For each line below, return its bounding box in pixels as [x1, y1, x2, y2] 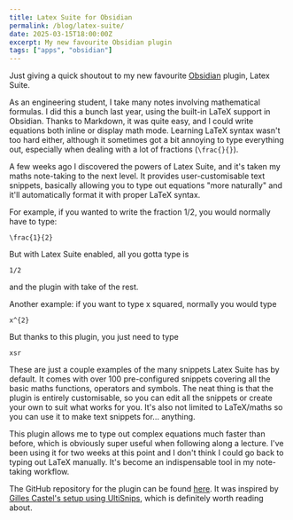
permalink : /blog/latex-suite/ [9, 21, 125, 30]
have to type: [9, 217, 58, 227]
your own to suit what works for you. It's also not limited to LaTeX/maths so [9, 402, 283, 413]
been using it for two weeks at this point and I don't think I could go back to [9, 447, 284, 458]
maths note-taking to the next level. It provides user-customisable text [9, 170, 266, 182]
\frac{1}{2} [9, 233, 53, 242]
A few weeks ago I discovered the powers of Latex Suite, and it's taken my [9, 162, 281, 172]
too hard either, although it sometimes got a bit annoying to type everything [9, 135, 285, 146]
